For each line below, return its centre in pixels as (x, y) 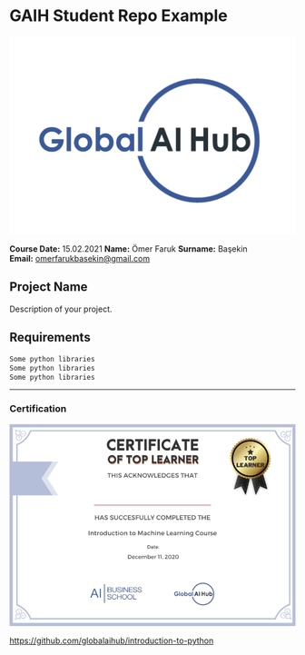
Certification (38, 409)
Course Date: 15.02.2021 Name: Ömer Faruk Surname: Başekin (128, 248)
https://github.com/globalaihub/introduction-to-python (112, 640)
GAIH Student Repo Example (119, 16)
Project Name (49, 287)
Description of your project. (61, 309)
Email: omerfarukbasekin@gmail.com (80, 258)
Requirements (50, 337)
